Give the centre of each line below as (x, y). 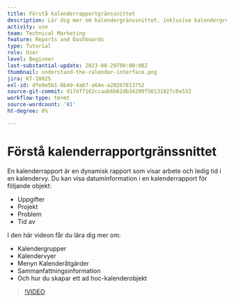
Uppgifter (31, 199)
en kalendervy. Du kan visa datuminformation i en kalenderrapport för (107, 178)
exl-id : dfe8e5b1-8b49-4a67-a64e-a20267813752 (76, 85)
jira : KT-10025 (29, 78)
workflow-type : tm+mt (39, 98)
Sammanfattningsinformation (59, 271)
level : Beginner (31, 59)
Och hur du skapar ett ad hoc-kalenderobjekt (82, 278)
